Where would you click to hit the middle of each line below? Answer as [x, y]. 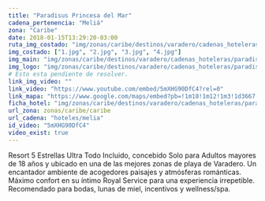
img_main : [24, 60]
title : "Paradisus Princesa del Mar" [70, 15]
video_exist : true [38, 132]
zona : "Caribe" [33, 30]
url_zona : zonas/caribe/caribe [60, 111]
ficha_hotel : [30, 103]
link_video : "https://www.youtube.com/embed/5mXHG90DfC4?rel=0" [116, 89]
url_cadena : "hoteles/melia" [56, 118]
